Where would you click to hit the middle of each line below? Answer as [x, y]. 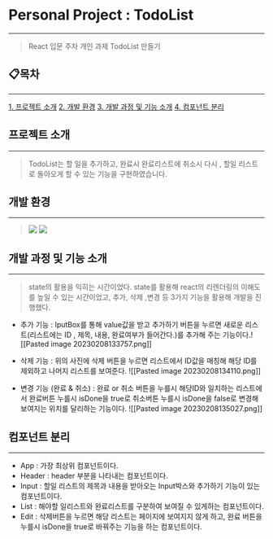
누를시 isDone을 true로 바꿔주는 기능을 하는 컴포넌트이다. [111, 526]
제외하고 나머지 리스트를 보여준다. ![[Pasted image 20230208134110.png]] [141, 371]
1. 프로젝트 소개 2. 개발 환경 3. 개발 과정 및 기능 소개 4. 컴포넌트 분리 [117, 107]
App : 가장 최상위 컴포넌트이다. [69, 465]
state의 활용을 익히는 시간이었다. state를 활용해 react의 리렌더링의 [134, 287]
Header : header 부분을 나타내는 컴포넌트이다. [94, 475]
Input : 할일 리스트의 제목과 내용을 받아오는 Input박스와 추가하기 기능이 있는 [140, 486]
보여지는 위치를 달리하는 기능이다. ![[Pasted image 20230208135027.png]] [141, 409]
